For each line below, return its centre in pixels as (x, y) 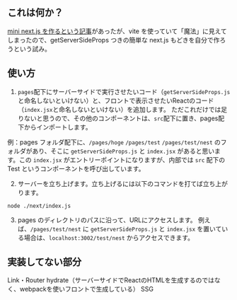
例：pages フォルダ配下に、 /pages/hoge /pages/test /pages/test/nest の (114, 142)
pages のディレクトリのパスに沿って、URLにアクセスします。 (107, 220)
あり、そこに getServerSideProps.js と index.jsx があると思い (123, 151)
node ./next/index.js (39, 206)
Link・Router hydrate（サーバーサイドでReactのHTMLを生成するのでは (111, 280)
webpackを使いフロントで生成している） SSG (87, 289)
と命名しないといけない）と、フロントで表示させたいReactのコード (116, 100)
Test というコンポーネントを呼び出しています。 (76, 168)
